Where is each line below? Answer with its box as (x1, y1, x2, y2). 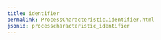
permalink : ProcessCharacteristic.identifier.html (7, 16, 155, 23)
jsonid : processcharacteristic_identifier (7, 22, 130, 29)
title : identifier (7, 9, 60, 17)
